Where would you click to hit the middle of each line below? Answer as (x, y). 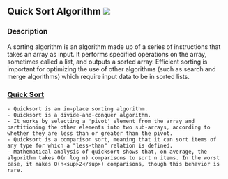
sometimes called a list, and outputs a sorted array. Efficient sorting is (107, 62)
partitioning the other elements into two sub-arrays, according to (109, 127)
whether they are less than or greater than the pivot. (90, 133)
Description (28, 31)
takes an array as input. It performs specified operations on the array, (107, 54)
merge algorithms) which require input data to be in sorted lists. (99, 76)
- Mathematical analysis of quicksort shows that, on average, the (107, 152)
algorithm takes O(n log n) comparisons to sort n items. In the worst (113, 158)
